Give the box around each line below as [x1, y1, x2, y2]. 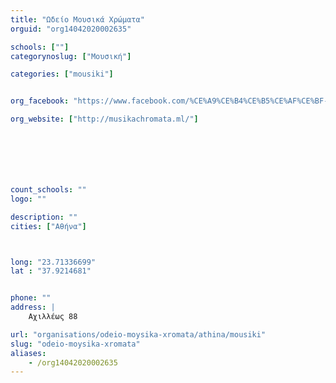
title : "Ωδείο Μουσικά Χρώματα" [10, 14, 145, 25]
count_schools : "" [10, 185, 87, 195]
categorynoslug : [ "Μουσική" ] [10, 51, 132, 61]
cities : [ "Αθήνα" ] [10, 221, 87, 231]
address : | [10, 302, 56, 313]
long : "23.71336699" [10, 257, 97, 267]
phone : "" [10, 293, 52, 303]
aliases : [10, 348, 47, 358]
